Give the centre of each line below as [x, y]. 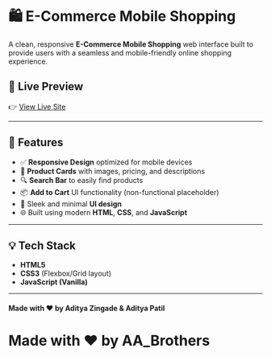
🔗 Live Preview [46, 87]
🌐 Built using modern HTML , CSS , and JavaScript [104, 212]
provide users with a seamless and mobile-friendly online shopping [120, 52]
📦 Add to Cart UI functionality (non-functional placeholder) [119, 192]
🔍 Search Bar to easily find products [81, 180]
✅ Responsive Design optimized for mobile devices [106, 162]
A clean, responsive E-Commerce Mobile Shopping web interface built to [131, 44]
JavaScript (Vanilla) [54, 282]
